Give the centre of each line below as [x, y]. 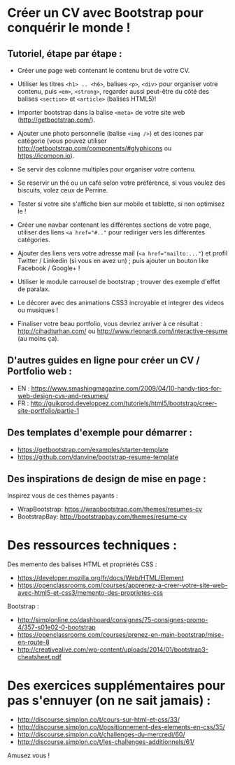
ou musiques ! [38, 310]
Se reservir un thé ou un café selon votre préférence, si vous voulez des [121, 183]
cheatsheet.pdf [39, 657]
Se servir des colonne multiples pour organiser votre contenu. [107, 169]
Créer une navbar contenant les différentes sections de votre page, [114, 225]
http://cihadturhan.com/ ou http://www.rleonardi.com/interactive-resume [122, 331]
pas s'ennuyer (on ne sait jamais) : [109, 700]
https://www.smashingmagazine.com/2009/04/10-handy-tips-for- [127, 388]
